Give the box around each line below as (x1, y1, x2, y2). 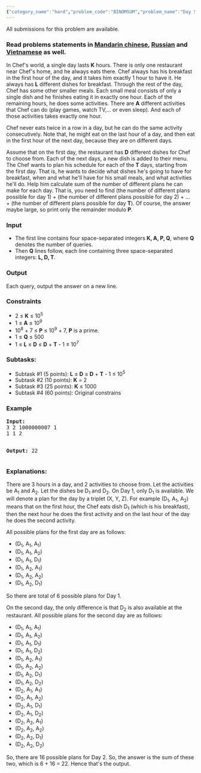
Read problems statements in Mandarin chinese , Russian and (6, 40, 188, 49)
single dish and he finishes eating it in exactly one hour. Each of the (6, 93, 172, 100)
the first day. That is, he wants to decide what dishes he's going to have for (6, 168, 191, 175)
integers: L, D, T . (14, 253, 56, 261)
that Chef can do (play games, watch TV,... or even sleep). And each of (6, 106, 181, 113)
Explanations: (6, 467, 47, 475)
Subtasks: (6, 356, 37, 364)
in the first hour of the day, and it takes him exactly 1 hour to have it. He (6, 74, 182, 81)
